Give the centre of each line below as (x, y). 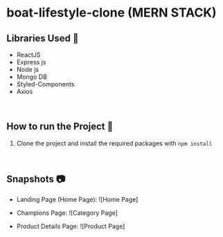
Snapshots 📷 (36, 179)
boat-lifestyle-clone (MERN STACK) (111, 13)
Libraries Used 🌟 (43, 38)
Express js (31, 62)
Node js (28, 69)
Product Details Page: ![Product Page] (71, 226)
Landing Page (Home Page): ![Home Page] (77, 199)
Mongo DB (32, 77)
